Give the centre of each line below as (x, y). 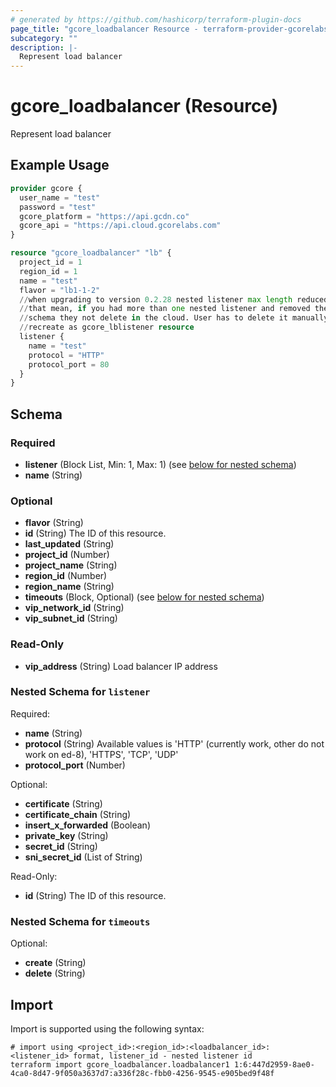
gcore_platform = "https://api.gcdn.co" (104, 216)
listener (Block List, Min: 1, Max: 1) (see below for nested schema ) (160, 464)
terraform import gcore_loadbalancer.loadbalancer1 (120, 1064)
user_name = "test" (60, 197)
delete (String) (55, 973)
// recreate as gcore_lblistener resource (107, 327)
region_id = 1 (48, 271)
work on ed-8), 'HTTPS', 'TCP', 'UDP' (101, 754)
